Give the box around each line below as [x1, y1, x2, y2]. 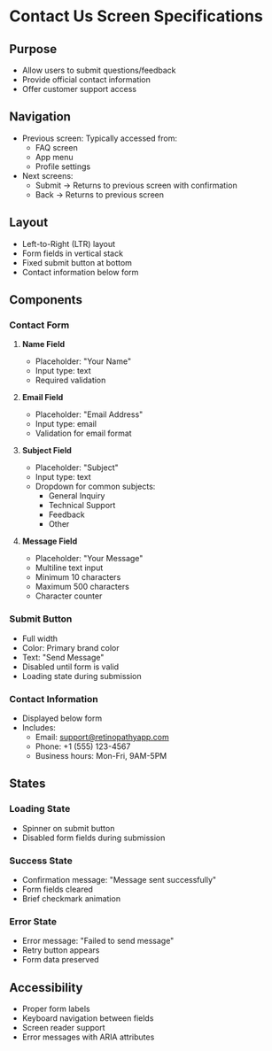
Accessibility [9, 980, 83, 995]
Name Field [21, 339, 65, 350]
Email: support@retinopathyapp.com [35, 731, 170, 742]
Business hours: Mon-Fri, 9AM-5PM [35, 750, 167, 761]
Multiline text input [35, 562, 104, 573]
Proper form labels [21, 1003, 90, 1014]
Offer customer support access [21, 84, 137, 94]
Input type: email [35, 419, 97, 429]
